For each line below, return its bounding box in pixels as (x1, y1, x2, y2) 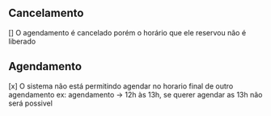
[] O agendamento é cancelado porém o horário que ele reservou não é (8, 27, 247, 37)
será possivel (8, 98, 53, 108)
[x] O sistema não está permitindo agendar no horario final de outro (8, 81, 234, 91)
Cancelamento (8, 6, 84, 20)
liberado (8, 36, 36, 46)
